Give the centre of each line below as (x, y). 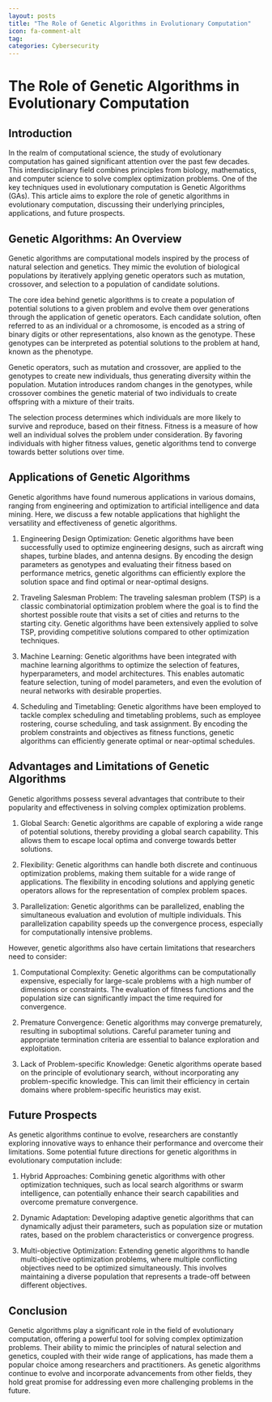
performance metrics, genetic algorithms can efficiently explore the (133, 573)
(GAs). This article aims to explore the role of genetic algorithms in (119, 196)
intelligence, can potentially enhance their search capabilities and (129, 1193)
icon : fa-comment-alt (45, 31)
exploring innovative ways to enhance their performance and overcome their (136, 1143)
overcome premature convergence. (79, 1202)
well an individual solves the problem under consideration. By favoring (125, 434)
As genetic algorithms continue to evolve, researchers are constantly (123, 1135)
